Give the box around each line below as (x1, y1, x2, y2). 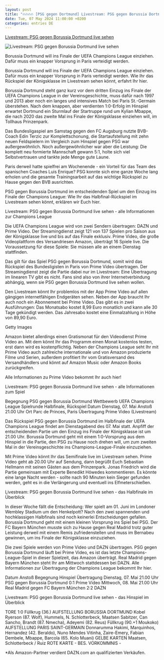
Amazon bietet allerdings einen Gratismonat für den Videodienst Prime (5, 334, 147, 340)
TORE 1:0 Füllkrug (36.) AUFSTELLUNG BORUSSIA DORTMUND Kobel (5, 609, 145, 615)
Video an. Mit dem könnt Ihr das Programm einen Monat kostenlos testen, (5, 339, 153, 345)
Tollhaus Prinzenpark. (5, 119, 49, 125)
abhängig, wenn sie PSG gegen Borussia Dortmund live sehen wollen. (5, 279, 145, 285)
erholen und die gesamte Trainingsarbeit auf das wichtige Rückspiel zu (5, 174, 148, 180)
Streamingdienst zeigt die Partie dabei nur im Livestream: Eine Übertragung (5, 269, 157, 275)
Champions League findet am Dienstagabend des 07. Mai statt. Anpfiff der (5, 424, 155, 429)
